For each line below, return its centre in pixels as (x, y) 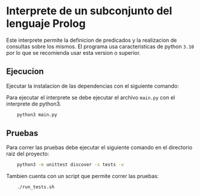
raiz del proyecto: (28, 154)
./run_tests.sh (36, 187)
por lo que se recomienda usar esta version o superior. (73, 52)
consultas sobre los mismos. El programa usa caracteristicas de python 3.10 (100, 46)
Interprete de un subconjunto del (89, 11)
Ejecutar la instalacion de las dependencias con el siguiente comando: (93, 86)
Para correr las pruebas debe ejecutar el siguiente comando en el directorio (99, 148)
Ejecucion (25, 72)
